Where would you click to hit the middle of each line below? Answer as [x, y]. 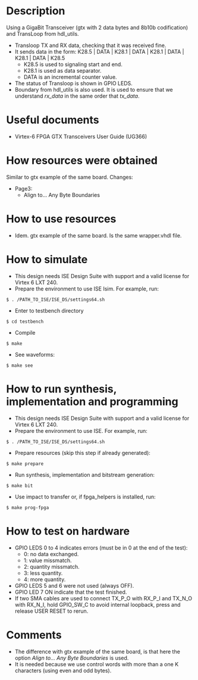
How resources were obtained [82, 160]
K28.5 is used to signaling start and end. [73, 64]
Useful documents [53, 120]
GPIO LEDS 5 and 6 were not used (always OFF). [74, 585]
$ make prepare [25, 464]
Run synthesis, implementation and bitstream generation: [84, 475]
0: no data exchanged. [51, 554]
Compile [25, 332]
